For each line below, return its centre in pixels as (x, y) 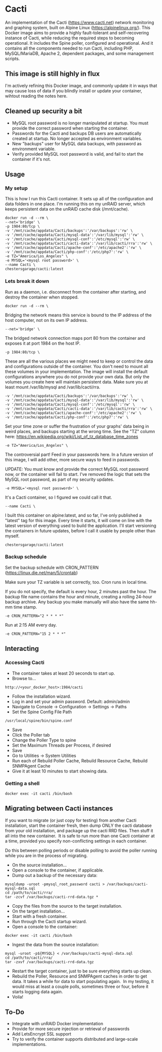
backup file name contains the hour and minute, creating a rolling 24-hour (79, 596)
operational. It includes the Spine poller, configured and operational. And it (79, 43)
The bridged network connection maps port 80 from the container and (75, 338)
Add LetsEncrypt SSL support (42, 1034)
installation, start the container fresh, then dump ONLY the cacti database (78, 825)
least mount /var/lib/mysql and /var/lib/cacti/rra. (53, 387)
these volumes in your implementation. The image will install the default (76, 371)
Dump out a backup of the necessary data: (55, 875)
